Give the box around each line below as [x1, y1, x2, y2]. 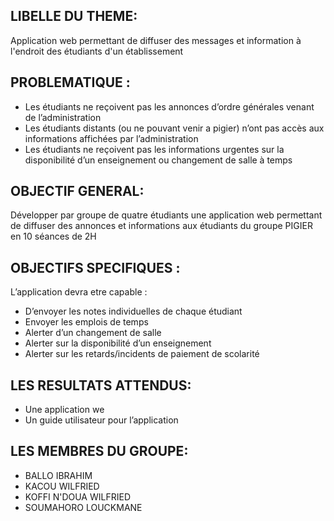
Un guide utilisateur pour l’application [24, 414, 179, 426]
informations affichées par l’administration [24, 132, 199, 144]
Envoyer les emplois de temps [24, 316, 149, 328]
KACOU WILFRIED [24, 480, 100, 492]
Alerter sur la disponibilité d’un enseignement [24, 337, 212, 349]
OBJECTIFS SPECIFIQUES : [10, 259, 181, 276]
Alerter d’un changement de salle [24, 327, 162, 339]
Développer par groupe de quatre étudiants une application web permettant [10, 209, 323, 221]
